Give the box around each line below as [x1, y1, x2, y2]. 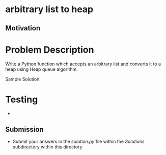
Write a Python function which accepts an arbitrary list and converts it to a [5, 61, 161, 67]
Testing [5, 94, 38, 105]
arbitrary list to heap [5, 4, 94, 15]
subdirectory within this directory [12, 144, 82, 150]
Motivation [5, 24, 41, 32]
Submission [5, 125, 44, 134]
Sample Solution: [5, 76, 41, 82]
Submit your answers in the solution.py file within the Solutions [12, 138, 145, 145]
